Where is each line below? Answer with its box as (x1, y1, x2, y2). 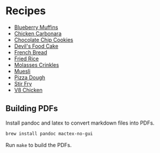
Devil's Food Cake (14, 43, 58, 50)
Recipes (5, 4, 46, 18)
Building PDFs (5, 103, 58, 113)
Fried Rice (14, 55, 39, 62)
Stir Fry (14, 80, 32, 87)
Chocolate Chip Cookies (14, 36, 73, 43)
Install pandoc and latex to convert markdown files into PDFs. (5, 119, 155, 126)
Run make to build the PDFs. (5, 141, 72, 148)
